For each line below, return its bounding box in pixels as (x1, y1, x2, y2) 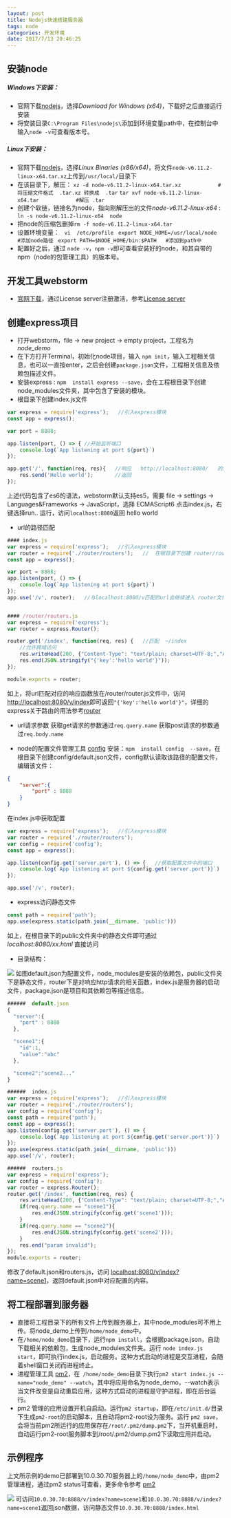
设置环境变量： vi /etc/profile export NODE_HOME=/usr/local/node (16, 228, 217, 237)
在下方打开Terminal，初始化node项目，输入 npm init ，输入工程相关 (16, 352, 210, 361)
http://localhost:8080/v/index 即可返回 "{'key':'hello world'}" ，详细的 (7, 698, 209, 706)
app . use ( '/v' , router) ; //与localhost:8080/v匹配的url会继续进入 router (7, 594, 217, 601)
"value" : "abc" (19, 1051, 60, 1058)
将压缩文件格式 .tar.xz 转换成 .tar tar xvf (16, 190, 142, 197)
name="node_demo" (16, 1380, 67, 1387)
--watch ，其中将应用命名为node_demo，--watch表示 (69, 1378, 220, 1387)
